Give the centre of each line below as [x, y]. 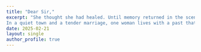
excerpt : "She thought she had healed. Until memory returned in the [95, 17]
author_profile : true [33, 39]
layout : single [25, 34]
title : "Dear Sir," [31, 12]
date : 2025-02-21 [28, 28]
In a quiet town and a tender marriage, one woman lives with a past [95, 23]
